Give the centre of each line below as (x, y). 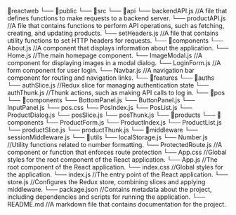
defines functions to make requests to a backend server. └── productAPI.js (117, 18)
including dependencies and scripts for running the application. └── (106, 197)
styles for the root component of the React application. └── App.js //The (112, 160)
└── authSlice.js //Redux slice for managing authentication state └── (108, 85)
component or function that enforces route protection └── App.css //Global (117, 152)
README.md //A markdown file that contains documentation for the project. (117, 204)
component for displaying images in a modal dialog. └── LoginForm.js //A (114, 63)
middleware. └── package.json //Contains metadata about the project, (110, 189)
